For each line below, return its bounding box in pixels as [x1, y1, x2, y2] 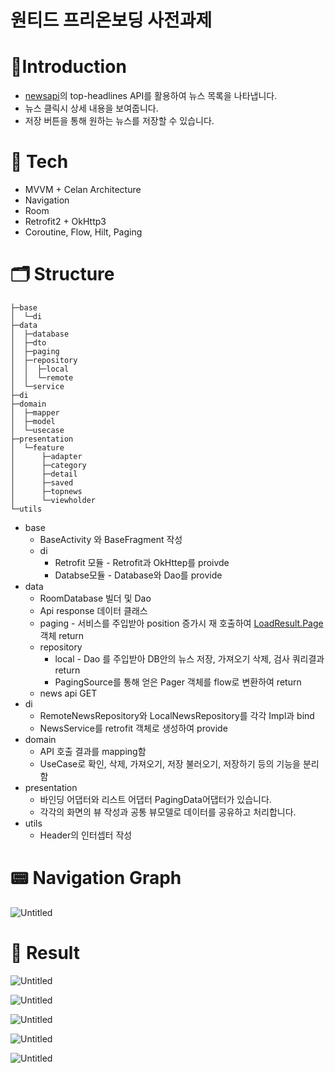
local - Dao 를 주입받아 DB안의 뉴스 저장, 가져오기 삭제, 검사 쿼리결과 [54, 653, 325, 665]
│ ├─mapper [10, 408, 60, 418]
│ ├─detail [10, 469, 78, 479]
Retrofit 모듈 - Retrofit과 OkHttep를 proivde [54, 557, 230, 568]
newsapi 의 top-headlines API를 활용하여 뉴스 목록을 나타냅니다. [24, 90, 278, 102]
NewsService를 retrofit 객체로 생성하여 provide [39, 722, 228, 734]
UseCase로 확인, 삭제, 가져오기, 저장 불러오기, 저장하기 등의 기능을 [39, 758, 301, 770]
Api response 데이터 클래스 [39, 605, 148, 616]
